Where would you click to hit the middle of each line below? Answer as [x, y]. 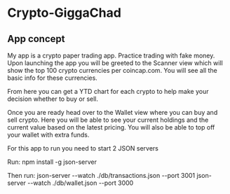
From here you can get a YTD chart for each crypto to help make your [108, 91]
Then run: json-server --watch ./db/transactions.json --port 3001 [101, 175]
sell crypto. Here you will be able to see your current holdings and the [108, 120]
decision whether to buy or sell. [53, 99]
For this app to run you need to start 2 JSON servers [83, 148]
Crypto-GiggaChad [64, 13]
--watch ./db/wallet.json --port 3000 [81, 183]
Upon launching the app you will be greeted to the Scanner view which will [115, 63]
